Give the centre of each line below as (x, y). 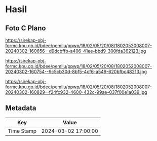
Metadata (21, 108)
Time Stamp (22, 131)
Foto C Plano (26, 28)
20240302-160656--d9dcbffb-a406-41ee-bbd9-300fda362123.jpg (76, 51)
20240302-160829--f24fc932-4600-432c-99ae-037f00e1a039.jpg (76, 92)
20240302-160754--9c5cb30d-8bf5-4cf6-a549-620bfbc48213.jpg (76, 72)
